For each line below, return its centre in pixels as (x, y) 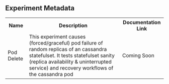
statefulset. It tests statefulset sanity (72, 55)
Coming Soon (138, 55)
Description (73, 25)
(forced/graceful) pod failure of (66, 43)
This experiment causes (57, 36)
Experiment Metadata (40, 8)
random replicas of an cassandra (68, 49)
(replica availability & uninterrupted (70, 61)
